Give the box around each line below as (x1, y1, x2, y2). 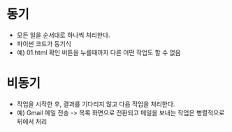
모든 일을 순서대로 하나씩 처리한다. (16, 31, 110, 39)
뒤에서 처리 (16, 117, 48, 126)
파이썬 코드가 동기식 (16, 39, 71, 47)
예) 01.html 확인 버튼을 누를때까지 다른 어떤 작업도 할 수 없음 (16, 48, 181, 57)
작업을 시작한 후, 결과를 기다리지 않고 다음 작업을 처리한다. (16, 99, 175, 108)
